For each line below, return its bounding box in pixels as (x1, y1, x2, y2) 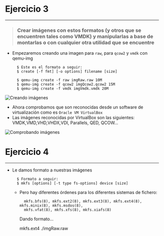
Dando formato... (19, 216, 54, 222)
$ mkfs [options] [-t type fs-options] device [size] (17, 181, 128, 186)
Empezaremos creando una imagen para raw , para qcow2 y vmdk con (12, 50, 148, 56)
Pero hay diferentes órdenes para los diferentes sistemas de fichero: (19, 190, 158, 195)
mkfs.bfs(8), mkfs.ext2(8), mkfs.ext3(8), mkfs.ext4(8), (23, 199, 143, 204)
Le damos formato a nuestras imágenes (12, 167, 92, 173)
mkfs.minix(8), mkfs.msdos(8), (19, 203, 83, 208)
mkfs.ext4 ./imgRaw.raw (19, 226, 68, 232)
